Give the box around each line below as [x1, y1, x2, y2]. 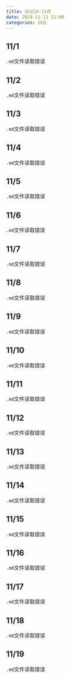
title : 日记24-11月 [6, 8, 51, 15]
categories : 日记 [6, 19, 47, 25]
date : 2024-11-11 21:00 [6, 14, 65, 20]
